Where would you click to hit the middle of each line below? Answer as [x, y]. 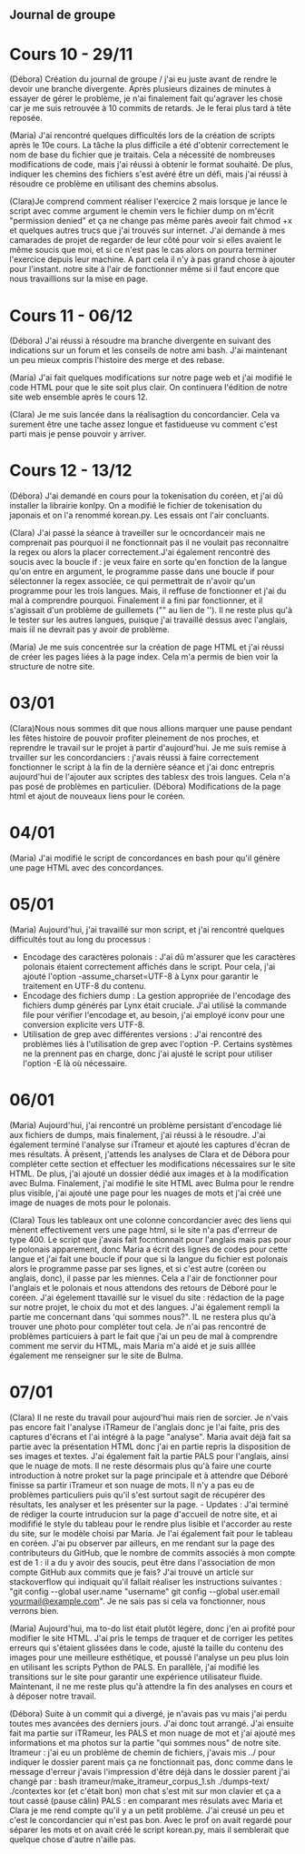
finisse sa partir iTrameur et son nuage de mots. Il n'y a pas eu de [132, 1485]
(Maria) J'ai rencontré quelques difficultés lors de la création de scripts [142, 136]
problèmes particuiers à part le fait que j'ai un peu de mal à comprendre [144, 1335]
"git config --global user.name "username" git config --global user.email [144, 1591]
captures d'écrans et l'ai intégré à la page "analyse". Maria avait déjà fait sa [150, 1436]
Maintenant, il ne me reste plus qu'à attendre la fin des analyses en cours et [151, 1686]
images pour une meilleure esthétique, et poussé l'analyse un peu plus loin [149, 1657]
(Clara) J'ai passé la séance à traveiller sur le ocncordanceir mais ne [138, 533]
